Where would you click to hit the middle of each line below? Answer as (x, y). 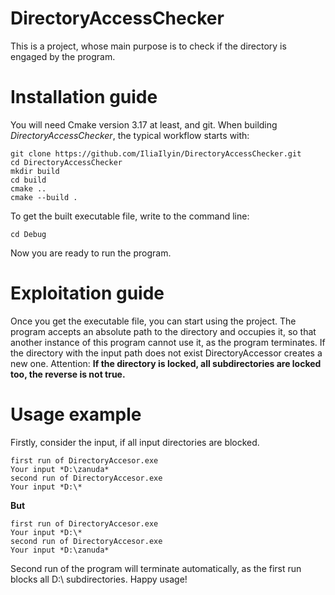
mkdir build (35, 171)
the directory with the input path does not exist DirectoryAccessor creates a (166, 353)
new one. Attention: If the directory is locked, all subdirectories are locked (166, 363)
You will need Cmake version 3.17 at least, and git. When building (144, 124)
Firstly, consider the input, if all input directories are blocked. (135, 442)
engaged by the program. (63, 56)
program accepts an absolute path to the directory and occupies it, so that (163, 331)
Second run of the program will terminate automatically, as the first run (156, 568)
